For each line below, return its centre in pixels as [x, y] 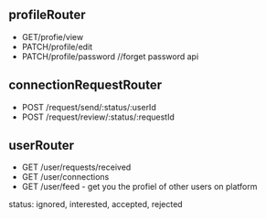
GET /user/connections [65, 177]
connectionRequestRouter [85, 85]
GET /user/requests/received [76, 167]
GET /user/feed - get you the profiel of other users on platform [139, 187]
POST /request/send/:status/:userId [89, 107]
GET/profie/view [53, 36]
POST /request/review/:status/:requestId [98, 117]
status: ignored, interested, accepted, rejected [96, 204]
